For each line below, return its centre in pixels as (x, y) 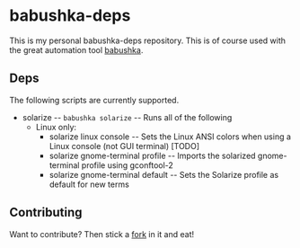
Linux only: (56, 127)
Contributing (46, 213)
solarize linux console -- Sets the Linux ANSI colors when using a (170, 137)
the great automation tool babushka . (76, 49)
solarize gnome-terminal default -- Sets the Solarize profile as (164, 174)
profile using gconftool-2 (127, 165)
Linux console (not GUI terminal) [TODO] (124, 146)
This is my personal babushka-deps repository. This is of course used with (147, 40)
